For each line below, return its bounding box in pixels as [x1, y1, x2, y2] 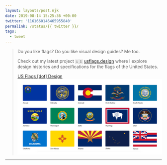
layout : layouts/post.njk [5, 8, 59, 13]
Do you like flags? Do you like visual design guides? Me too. [17, 49, 140, 54]
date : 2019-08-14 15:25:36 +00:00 [5, 13, 77, 18]
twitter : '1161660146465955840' [5, 18, 72, 23]
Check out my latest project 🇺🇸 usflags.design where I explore [17, 58, 147, 64]
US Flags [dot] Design [17, 74, 63, 79]
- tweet [9, 34, 26, 39]
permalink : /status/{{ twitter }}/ [5, 24, 79, 29]
